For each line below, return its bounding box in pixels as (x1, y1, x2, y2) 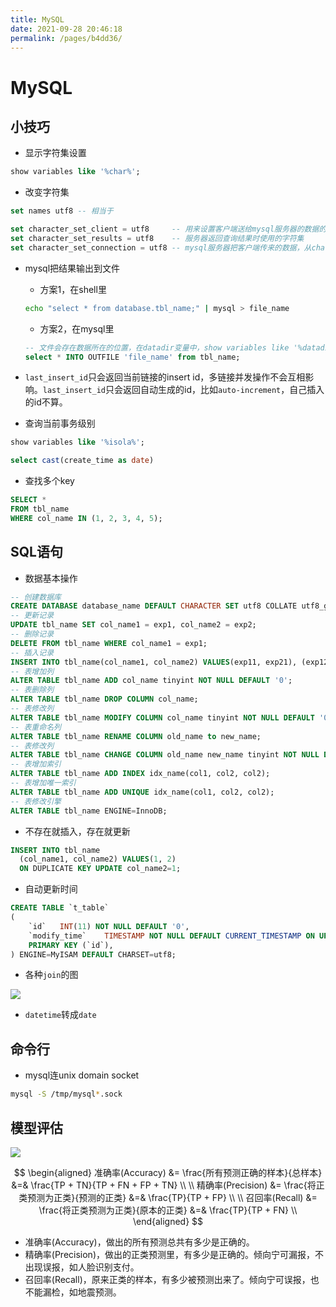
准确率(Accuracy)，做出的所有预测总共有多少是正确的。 (24, 1236, 255, 1248)
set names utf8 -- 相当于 (10, 206, 114, 216)
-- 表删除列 (10, 685, 55, 695)
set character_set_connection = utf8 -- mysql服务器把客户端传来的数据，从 (10, 242, 312, 253)
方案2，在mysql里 (39, 322, 115, 335)
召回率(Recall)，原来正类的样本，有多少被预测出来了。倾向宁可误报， (24, 1273, 311, 1285)
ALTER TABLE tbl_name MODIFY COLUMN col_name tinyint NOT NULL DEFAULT (10, 712, 315, 723)
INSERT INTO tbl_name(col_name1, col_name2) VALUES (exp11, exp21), (10, 657, 298, 667)
